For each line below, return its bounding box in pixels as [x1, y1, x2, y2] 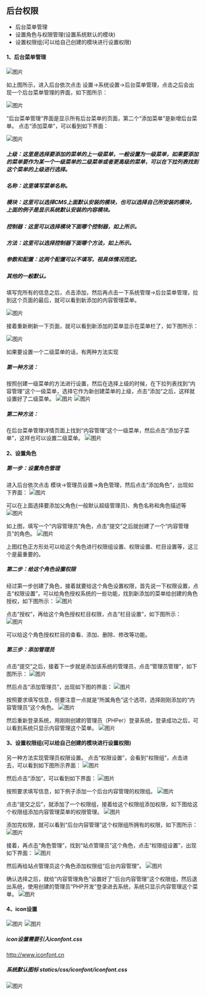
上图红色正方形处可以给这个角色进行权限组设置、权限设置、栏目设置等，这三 [6, 543, 199, 550]
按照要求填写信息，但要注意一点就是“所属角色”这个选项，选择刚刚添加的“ [6, 696, 190, 703]
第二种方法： [6, 410, 38, 418]
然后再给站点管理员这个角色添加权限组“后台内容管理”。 [6, 862, 145, 869]
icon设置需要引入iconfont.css [6, 935, 83, 943]
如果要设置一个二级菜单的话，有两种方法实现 [6, 348, 119, 355]
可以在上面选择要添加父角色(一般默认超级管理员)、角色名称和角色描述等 [6, 502, 187, 509]
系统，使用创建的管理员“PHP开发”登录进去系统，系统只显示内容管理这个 [11, 883, 193, 890]
